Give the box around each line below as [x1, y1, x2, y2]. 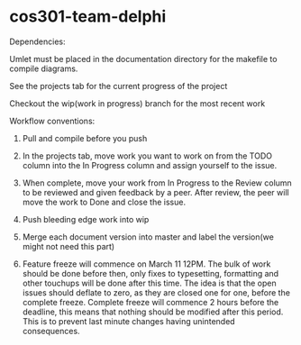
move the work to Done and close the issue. [22, 196, 187, 207]
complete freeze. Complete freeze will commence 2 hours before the [22, 296, 279, 307]
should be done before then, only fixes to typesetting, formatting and [22, 268, 279, 278]
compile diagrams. [9, 63, 78, 74]
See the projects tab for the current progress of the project [9, 80, 228, 91]
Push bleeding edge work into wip [22, 213, 150, 224]
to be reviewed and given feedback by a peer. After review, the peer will [22, 186, 290, 197]
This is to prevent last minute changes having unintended [22, 315, 236, 326]
